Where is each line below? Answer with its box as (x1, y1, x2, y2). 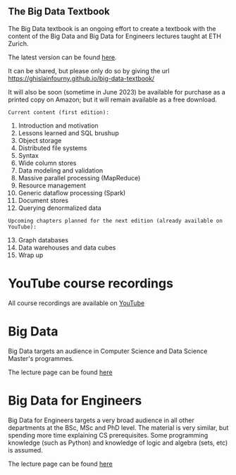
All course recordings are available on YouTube (8, 299, 145, 307)
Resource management (18, 181, 87, 190)
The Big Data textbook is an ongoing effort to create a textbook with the (8, 24, 217, 32)
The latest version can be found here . (8, 53, 117, 61)
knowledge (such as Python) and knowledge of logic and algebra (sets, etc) (8, 438, 228, 447)
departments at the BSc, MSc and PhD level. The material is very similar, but (8, 423, 229, 432)
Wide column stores (18, 159, 77, 167)
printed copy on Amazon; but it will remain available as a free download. (8, 95, 218, 104)
